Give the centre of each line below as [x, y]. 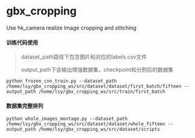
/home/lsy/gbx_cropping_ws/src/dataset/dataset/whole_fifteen [86, 124]
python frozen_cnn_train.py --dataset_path [62, 81]
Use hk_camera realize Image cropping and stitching [71, 28]
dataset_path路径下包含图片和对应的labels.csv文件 [84, 57]
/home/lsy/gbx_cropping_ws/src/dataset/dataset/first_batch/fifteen [94, 86]
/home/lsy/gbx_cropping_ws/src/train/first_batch [102, 92]
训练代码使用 [22, 42]
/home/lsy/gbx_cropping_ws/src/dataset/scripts [99, 130]
